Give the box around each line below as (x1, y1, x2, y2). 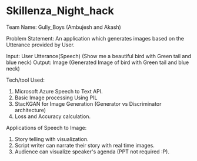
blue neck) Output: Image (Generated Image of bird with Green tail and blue (6, 59, 189, 66)
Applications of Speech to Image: (6, 124, 87, 131)
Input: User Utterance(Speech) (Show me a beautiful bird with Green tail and (6, 52, 192, 59)
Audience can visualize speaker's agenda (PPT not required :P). (14, 148, 169, 155)
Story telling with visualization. (14, 135, 89, 142)
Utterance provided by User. (6, 41, 75, 48)
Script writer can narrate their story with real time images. (14, 142, 155, 149)
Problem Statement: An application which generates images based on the (6, 35, 184, 42)
